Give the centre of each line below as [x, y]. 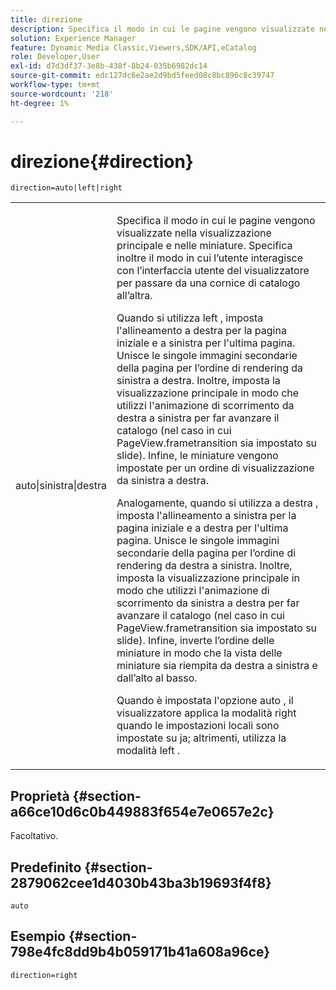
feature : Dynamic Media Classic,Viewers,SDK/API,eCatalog [133, 47]
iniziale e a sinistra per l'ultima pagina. [206, 343]
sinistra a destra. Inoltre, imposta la [198, 381]
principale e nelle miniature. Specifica [204, 246]
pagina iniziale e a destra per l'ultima [202, 528]
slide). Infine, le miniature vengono [197, 456]
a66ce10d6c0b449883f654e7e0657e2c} [142, 811]
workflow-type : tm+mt [55, 85]
